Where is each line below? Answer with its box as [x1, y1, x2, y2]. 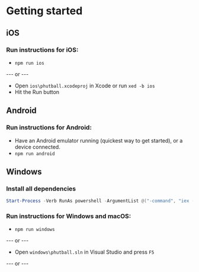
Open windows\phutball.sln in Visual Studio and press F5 [14, 248, 155, 256]
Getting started [6, 4, 83, 18]
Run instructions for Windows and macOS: [6, 212, 131, 220]
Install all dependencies [6, 184, 76, 192]
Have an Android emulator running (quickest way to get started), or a [14, 137, 183, 144]
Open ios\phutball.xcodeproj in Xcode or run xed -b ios [14, 82, 155, 89]
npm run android [14, 150, 55, 157]
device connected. [14, 143, 60, 150]
